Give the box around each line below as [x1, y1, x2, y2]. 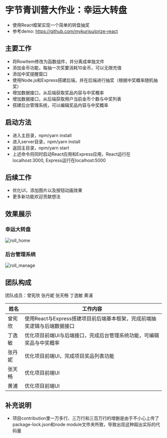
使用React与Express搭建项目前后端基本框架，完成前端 [24, 315, 152, 322]
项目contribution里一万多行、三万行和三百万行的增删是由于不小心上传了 [12, 415, 160, 421]
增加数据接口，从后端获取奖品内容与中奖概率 [12, 89, 104, 95]
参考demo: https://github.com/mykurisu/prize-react [12, 28, 118, 34]
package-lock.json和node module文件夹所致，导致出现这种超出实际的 [12, 421, 156, 427]
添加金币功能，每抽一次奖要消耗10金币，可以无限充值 [12, 64, 122, 70]
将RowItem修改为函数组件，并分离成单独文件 [12, 58, 105, 64]
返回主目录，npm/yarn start [12, 145, 70, 151]
